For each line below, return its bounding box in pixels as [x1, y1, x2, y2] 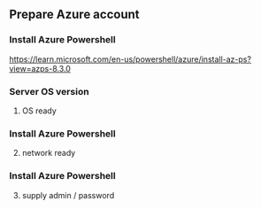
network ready [21, 148, 76, 159]
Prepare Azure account [9, 7, 140, 22]
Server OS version [9, 85, 90, 97]
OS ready [21, 105, 58, 116]
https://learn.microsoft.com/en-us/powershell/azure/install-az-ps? [9, 53, 252, 65]
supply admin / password [21, 190, 115, 200]
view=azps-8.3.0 [9, 63, 71, 74]
